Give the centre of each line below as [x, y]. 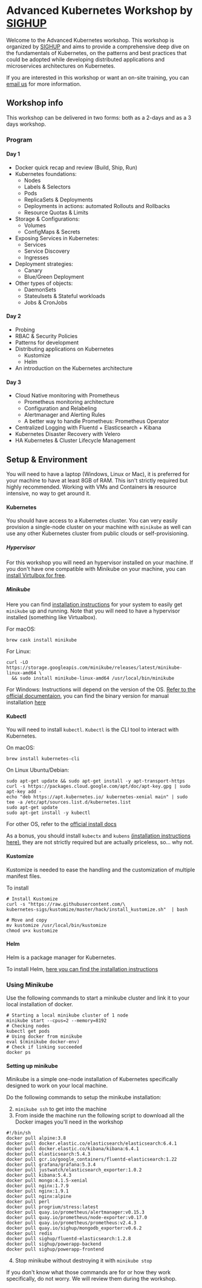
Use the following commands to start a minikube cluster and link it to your [98, 998]
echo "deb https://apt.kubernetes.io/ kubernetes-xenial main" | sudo [97, 797]
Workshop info [35, 103]
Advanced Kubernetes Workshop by [99, 11]
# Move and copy [27, 920]
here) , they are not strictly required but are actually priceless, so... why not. [100, 842]
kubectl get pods [28, 1032]
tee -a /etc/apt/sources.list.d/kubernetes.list [69, 802]
